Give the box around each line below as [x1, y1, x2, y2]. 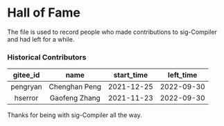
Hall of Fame [7, 5, 81, 21]
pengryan [10, 82, 43, 91]
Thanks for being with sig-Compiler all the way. [7, 111, 142, 119]
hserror [14, 93, 39, 103]
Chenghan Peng [49, 82, 102, 91]
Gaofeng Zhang [49, 93, 101, 103]
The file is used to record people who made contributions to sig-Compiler [7, 28, 217, 36]
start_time [113, 71, 148, 80]
